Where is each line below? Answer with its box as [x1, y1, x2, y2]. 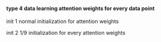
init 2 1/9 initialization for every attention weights [6, 30, 126, 37]
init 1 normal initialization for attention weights [6, 18, 119, 25]
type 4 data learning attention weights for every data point [6, 5, 155, 12]
